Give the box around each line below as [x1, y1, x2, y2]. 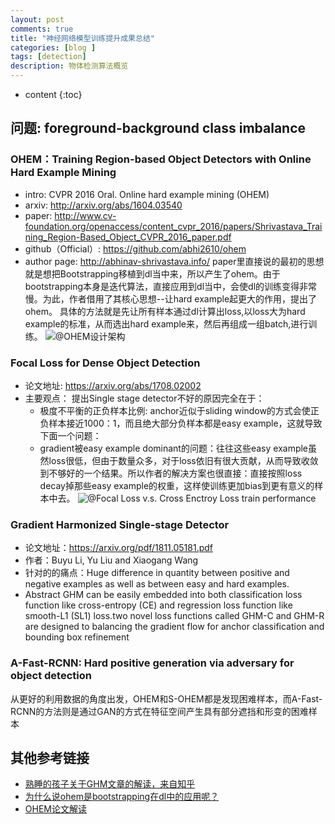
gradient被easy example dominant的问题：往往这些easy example [39, 442, 309, 454]
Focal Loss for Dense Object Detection [10, 356, 201, 370]
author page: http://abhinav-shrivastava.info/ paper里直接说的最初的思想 [24, 255, 325, 267]
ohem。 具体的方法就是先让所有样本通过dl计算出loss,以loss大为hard [24, 305, 306, 317]
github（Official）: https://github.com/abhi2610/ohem [24, 242, 247, 255]
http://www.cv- [54, 209, 117, 221]
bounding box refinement [24, 631, 130, 643]
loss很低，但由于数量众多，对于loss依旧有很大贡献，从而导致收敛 [48, 454, 319, 466]
